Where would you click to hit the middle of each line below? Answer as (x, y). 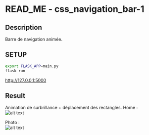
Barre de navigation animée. (34, 39)
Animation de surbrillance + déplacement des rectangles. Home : (72, 108)
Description (24, 27)
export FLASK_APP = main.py (32, 66)
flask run (15, 71)
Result (15, 96)
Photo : (12, 123)
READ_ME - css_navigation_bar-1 (75, 9)
